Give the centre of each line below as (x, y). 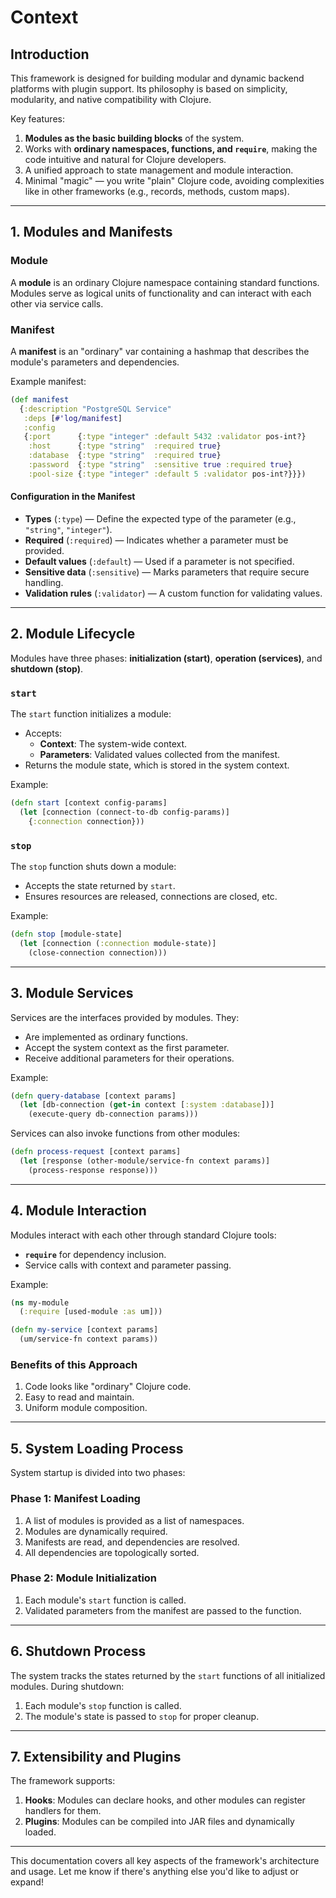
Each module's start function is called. (105, 1600)
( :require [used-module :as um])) (91, 1312)
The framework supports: (63, 1781)
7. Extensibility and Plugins (96, 1757)
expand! (27, 1882)
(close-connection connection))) (98, 952)
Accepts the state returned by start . (100, 886)
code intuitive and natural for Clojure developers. (125, 159)
